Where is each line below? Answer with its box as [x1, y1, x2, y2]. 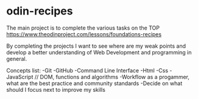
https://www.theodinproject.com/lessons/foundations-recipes [6, 30, 162, 37]
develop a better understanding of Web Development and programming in [6, 48, 192, 56]
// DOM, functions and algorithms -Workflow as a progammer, [34, 73, 190, 80]
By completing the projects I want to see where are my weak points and [6, 42, 186, 49]
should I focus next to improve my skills [6, 86, 105, 93]
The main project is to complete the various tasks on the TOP [6, 24, 160, 31]
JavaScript [6, 73, 34, 80]
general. [6, 55, 27, 62]
